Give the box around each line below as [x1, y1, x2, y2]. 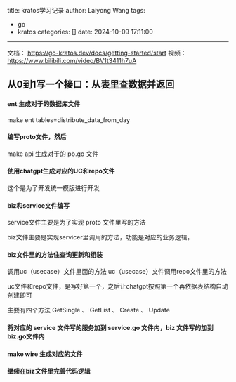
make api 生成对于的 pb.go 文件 [7, 150, 99, 158]
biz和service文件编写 [7, 201, 70, 209]
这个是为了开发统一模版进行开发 [7, 184, 100, 192]
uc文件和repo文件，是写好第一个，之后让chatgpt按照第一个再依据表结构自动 [7, 282, 228, 291]
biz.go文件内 [7, 332, 45, 341]
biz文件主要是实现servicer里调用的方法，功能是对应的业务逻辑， [7, 233, 194, 242]
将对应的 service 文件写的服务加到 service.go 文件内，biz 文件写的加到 [7, 324, 214, 331]
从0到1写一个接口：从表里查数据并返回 [7, 79, 175, 91]
